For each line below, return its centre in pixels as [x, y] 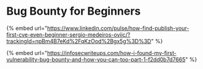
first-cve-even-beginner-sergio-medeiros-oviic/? [68, 34]
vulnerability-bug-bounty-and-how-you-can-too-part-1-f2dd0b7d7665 [96, 59]
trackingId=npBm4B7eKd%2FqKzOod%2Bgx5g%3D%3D [79, 41]
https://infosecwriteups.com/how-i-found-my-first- [112, 53]
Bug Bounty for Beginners [74, 11]
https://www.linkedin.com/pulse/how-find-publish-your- [118, 28]
